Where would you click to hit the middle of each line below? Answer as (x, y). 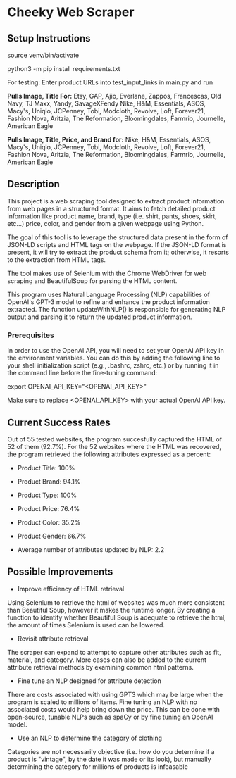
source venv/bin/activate (43, 55)
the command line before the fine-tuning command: (82, 373)
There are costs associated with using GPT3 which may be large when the (115, 694)
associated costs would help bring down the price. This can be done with (114, 709)
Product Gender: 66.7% (52, 536)
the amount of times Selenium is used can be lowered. (86, 625)
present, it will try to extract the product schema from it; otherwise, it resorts (118, 252)
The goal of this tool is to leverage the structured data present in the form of (118, 237)
